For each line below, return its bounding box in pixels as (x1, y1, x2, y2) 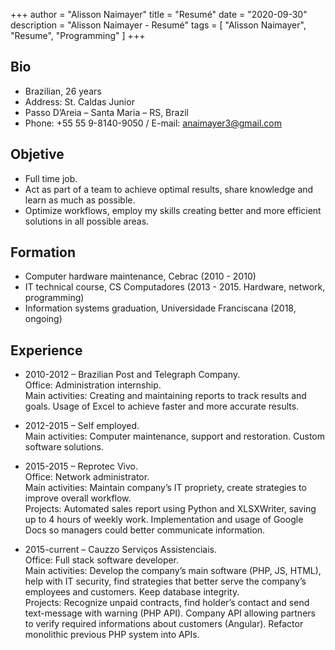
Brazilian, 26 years (24, 85, 102, 97)
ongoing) (24, 313, 63, 325)
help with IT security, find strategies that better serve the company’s (24, 575, 307, 588)
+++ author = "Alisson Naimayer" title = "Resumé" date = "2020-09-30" (10, 9, 308, 20)
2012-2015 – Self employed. (24, 420, 140, 432)
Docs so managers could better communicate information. (24, 524, 266, 536)
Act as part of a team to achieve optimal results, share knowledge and (24, 183, 314, 195)
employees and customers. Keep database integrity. (24, 586, 240, 598)
